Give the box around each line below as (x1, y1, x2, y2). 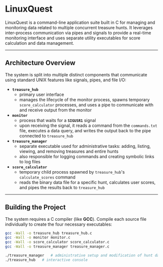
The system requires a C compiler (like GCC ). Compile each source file (5, 216, 147, 222)
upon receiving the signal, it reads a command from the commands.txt (19, 123, 158, 128)
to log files (19, 159, 41, 164)
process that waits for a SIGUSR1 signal (19, 117, 96, 123)
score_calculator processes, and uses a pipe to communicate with (19, 102, 154, 107)
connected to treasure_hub (19, 133, 74, 139)
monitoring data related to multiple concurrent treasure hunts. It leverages (5, 24, 153, 30)
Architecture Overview (5, 59, 76, 67)
